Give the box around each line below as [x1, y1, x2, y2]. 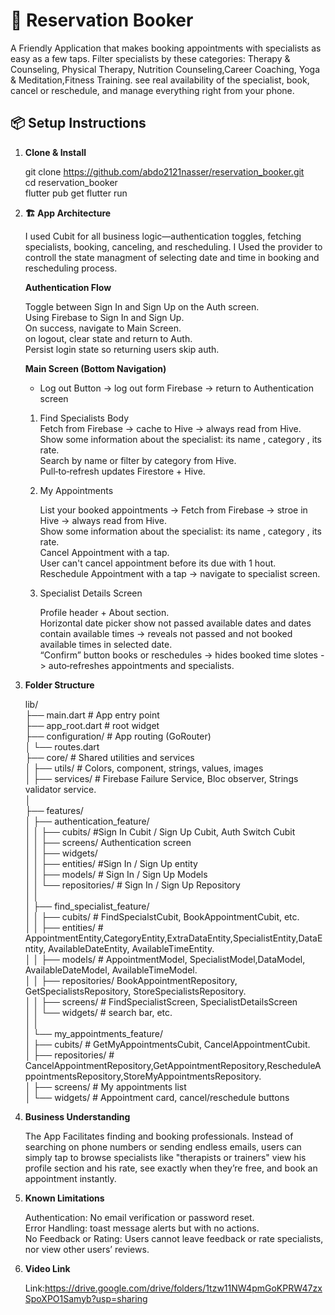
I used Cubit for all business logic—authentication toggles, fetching [24, 230, 302, 242]
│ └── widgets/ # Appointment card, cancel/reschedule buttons [24, 1091, 290, 1103]
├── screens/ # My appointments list [33, 1080, 187, 1093]
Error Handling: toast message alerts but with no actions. [24, 1222, 260, 1234]
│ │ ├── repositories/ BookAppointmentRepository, [24, 974, 238, 986]
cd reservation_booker [24, 176, 118, 188]
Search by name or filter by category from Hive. [39, 454, 237, 466]
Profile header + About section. [39, 606, 170, 618]
